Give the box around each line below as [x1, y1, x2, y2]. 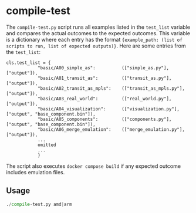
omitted [37, 142, 57, 148]
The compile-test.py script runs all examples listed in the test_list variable [6, 23, 191, 31]
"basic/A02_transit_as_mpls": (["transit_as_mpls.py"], [37, 85, 185, 92]
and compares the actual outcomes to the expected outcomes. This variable [6, 29, 191, 36]
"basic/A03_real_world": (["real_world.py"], [37, 96, 172, 102]
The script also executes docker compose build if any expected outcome [6, 163, 181, 170]
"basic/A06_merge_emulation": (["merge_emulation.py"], [37, 126, 185, 133]
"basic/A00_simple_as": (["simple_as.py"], [37, 65, 169, 71]
